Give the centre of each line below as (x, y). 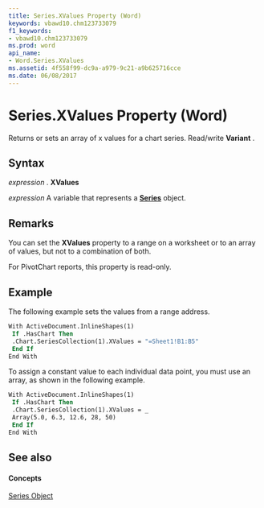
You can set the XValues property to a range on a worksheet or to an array (132, 243)
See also (30, 458)
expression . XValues (44, 183)
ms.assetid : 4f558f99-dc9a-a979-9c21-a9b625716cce (95, 68)
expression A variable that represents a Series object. (97, 198)
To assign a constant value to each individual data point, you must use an (130, 372)
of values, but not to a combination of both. (80, 251)
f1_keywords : (30, 31)
